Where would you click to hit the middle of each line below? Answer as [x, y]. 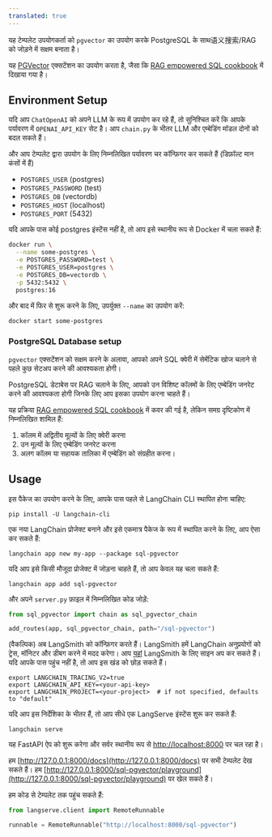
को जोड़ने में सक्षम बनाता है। [44, 49]
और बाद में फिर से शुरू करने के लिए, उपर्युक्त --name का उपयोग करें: [96, 305]
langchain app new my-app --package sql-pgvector [94, 554]
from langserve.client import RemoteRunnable [86, 810]
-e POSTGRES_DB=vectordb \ [61, 275]
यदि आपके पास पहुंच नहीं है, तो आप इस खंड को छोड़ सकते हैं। [88, 663]
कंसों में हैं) [21, 164]
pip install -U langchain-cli [59, 514]
